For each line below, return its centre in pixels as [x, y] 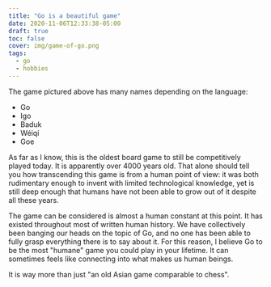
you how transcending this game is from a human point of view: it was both [133, 174]
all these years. [34, 200]
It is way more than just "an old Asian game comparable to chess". [119, 274]
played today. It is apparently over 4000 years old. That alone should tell [129, 166]
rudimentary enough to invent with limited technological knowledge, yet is [131, 183]
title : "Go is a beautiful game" [65, 16]
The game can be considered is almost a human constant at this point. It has [135, 216]
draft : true [28, 31]
